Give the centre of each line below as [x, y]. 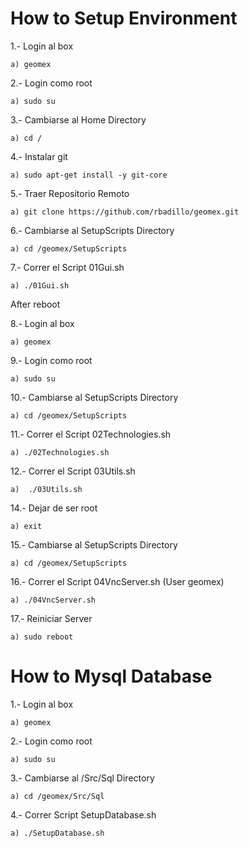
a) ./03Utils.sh [46, 489]
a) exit [26, 526]
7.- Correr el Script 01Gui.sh [67, 267]
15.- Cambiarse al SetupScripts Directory [94, 544]
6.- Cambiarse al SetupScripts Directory [92, 230]
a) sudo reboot [42, 637]
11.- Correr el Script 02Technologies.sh [91, 434]
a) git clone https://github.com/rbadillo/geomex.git [125, 212]
